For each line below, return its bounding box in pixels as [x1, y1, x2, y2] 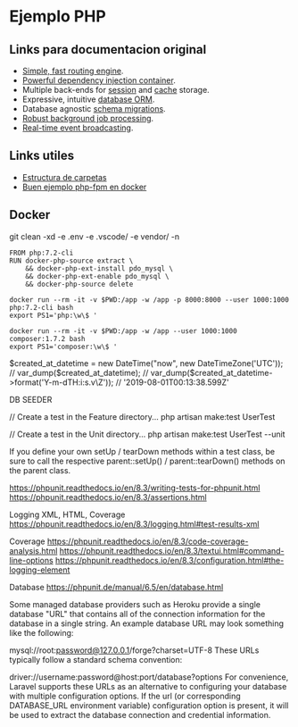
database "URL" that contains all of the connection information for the [9, 608, 266, 619]
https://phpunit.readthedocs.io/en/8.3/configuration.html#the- [54, 555, 285, 565]
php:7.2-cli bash [9, 303, 74, 312]
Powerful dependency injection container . [21, 75, 176, 86]
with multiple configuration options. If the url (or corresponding [9, 690, 241, 701]
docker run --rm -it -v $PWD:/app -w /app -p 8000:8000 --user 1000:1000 [9, 295, 290, 305]
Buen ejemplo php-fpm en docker [21, 181, 147, 192]
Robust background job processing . [21, 113, 154, 123]
